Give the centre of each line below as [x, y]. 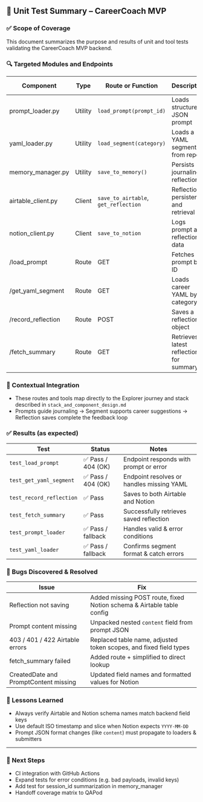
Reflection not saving [39, 605]
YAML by [184, 294]
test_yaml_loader [34, 550]
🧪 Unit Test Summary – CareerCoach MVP [86, 11]
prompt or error [145, 467]
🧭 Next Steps [26, 760]
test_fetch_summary [37, 515]
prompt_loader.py [34, 111]
